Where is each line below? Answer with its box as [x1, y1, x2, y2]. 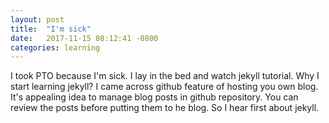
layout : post [10, 14, 65, 25]
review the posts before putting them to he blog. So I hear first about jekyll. [10, 102, 320, 114]
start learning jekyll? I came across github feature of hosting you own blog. [10, 81, 319, 93]
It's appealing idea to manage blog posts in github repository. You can [10, 91, 299, 103]
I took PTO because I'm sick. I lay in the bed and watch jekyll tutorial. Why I [10, 70, 320, 82]
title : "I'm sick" [10, 24, 92, 34]
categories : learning [10, 42, 101, 53]
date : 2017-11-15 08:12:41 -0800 [10, 33, 159, 43]
